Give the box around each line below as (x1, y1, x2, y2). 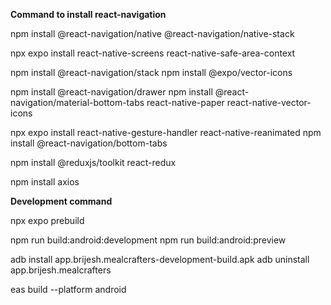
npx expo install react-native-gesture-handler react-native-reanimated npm (10, 127, 322, 138)
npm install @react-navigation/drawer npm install (10, 86, 213, 98)
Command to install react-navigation (10, 9, 167, 20)
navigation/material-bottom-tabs (10, 97, 145, 108)
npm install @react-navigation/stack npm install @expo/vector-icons (10, 67, 293, 78)
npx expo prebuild (10, 215, 85, 226)
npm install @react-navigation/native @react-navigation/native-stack (10, 28, 295, 39)
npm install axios (10, 176, 80, 188)
